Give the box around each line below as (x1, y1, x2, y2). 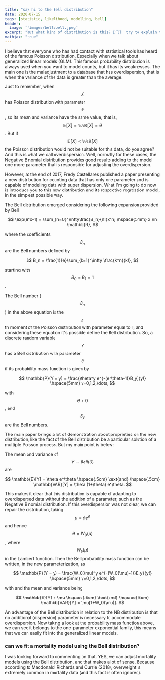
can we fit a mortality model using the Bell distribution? (5, 643, 140, 650)
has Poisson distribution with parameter (5, 99, 86, 105)
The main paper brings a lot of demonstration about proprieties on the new (5, 432, 156, 437)
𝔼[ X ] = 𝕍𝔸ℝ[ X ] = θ (63, 122, 102, 128)
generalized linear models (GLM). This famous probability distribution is (5, 58, 150, 64)
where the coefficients (5, 231, 51, 237)
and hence (5, 522, 27, 528)
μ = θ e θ (74, 514, 91, 521)
